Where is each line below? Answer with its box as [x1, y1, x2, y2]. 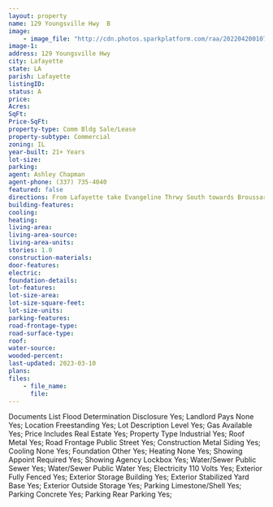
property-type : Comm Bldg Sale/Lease [8, 125, 136, 133]
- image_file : [23, 34, 71, 43]
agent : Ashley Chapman [8, 171, 85, 179]
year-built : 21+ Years [8, 148, 85, 156]
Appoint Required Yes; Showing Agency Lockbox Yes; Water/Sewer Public [8, 455, 257, 465]
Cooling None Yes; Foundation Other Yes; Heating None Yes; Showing [8, 446, 243, 456]
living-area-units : [8, 239, 75, 247]
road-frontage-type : [8, 322, 79, 330]
